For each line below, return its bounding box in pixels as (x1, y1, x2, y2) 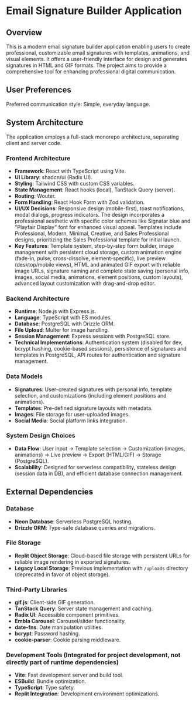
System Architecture (6, 117, 84, 127)
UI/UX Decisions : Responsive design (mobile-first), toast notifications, (14, 204, 185, 212)
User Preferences (6, 85, 71, 95)
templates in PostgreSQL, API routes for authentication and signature (14, 351, 181, 359)
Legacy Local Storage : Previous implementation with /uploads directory (14, 564, 188, 571)
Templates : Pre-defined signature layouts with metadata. (14, 404, 153, 412)
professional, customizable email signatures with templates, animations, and (6, 49, 190, 56)
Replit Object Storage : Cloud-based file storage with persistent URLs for (14, 552, 190, 559)
